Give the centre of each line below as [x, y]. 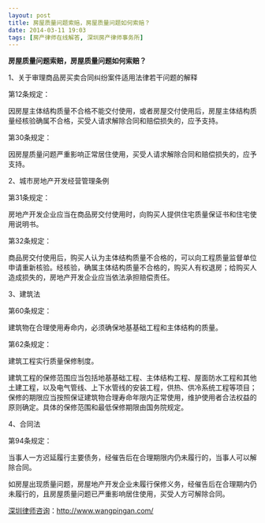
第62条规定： [30, 344]
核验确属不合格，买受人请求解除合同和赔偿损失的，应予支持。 [122, 121]
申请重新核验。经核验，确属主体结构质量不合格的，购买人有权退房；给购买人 [132, 268]
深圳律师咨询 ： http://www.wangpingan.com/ [81, 511]
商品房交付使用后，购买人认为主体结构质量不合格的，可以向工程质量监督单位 [132, 258]
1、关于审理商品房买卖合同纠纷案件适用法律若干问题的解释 [103, 78]
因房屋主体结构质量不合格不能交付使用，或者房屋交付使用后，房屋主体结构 [129, 111]
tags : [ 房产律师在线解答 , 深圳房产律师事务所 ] [76, 37]
